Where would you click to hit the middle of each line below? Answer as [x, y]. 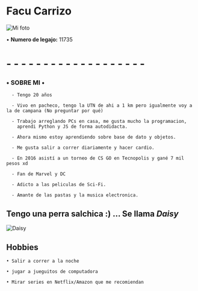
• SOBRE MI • [26, 83]
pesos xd [17, 164]
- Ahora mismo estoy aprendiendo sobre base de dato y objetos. [94, 137]
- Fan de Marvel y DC [39, 174]
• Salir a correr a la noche [43, 261]
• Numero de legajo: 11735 [40, 39]
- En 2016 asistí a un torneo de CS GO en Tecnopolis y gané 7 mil [98, 158]
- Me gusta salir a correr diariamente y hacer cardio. [83, 148]
